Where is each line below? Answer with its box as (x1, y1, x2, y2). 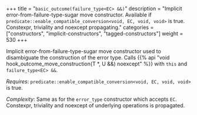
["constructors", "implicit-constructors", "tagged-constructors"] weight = (6, 30, 183, 37)
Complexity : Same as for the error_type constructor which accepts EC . (6, 96, 177, 103)
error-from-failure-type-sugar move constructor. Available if (6, 11, 152, 18)
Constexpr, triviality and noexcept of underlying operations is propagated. (6, 102, 185, 109)
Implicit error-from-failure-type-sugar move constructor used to (6, 48, 162, 55)
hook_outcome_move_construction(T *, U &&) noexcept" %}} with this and (6, 60, 188, 67)
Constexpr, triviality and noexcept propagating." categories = (6, 24, 154, 31)
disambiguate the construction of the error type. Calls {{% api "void (6, 54, 170, 61)
